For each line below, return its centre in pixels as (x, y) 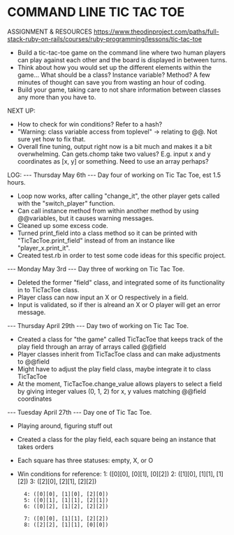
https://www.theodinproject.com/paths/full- (156, 31)
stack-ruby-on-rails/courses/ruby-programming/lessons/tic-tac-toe (105, 38)
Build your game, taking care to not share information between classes (119, 90)
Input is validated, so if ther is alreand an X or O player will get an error (119, 304)
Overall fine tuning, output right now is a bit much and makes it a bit (115, 146)
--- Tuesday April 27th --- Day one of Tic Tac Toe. (80, 412)
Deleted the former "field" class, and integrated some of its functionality (121, 282)
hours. (16, 182)
